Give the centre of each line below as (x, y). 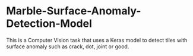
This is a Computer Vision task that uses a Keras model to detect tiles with (97, 40)
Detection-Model (49, 24)
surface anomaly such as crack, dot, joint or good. (68, 46)
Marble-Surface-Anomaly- (74, 11)
